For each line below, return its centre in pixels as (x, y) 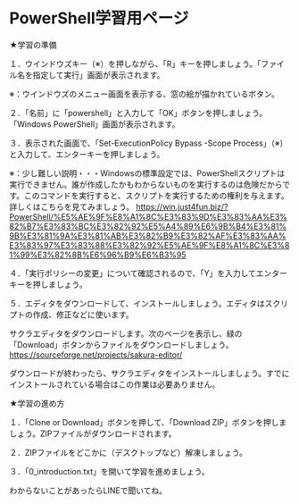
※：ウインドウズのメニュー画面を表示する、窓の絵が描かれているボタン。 (144, 94)
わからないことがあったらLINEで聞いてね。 (88, 490)
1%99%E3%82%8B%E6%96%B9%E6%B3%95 (98, 255)
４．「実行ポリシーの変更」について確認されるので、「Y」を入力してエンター (149, 273)
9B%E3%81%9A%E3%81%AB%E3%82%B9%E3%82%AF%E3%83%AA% (148, 235)
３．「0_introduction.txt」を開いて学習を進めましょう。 (109, 471)
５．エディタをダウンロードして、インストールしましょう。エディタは (137, 303)
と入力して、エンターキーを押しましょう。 (87, 154)
